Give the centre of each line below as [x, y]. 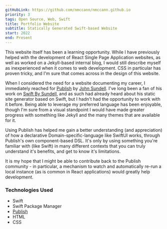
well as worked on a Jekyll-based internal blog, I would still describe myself [83, 63]
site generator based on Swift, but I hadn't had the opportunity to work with [83, 99]
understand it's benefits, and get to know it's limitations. [63, 151]
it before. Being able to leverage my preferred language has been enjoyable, [84, 104]
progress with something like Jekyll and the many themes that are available [82, 115]
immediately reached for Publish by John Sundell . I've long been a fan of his [84, 88]
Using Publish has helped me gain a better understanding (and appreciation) [84, 130]
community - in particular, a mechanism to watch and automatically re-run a [83, 166]
